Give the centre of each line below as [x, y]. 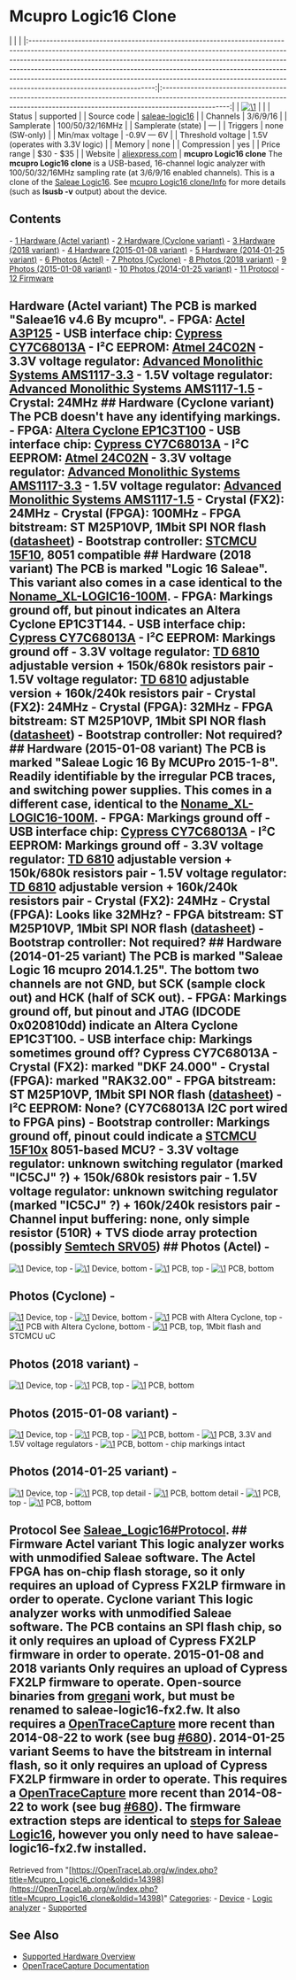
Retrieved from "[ [41, 1869]
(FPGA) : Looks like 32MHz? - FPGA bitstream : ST [147, 915]
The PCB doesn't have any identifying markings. [145, 417]
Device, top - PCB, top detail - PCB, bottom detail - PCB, [153, 1493]
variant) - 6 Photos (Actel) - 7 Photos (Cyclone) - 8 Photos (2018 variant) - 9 [148, 259]
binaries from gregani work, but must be [122, 1696]
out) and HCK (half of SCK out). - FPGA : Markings [148, 998]
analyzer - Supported [48, 1907]
